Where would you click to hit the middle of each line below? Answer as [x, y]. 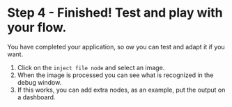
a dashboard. [36, 97]
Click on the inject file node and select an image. [91, 67]
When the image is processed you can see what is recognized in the [115, 75]
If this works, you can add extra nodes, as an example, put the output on [121, 90]
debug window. [39, 82]
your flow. [37, 27]
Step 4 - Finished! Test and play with [115, 13]
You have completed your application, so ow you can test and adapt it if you [116, 47]
